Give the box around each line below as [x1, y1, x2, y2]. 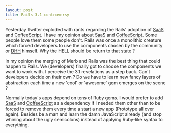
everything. [5, 122, 30, 128]
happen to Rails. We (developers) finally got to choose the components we [5, 63, 162, 69]
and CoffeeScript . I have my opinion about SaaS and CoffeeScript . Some [5, 32, 157, 38]
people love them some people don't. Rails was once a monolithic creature [5, 37, 162, 43]
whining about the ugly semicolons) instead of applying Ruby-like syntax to [5, 116, 163, 122]
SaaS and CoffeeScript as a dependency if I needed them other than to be [5, 100, 161, 106]
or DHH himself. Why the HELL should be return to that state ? [5, 48, 135, 54]
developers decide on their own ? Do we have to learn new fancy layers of [5, 74, 161, 80]
